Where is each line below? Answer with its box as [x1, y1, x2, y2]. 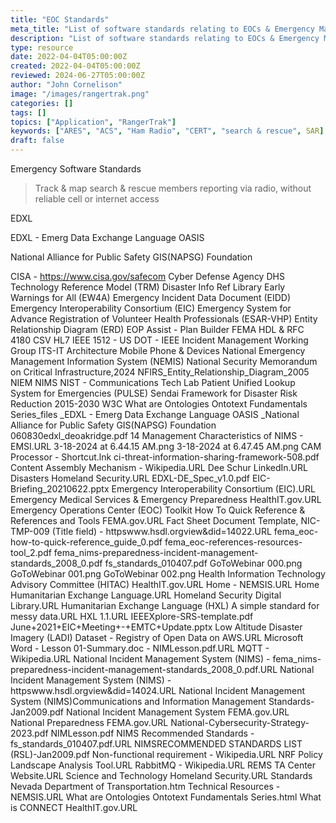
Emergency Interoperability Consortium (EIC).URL [111, 483, 316, 495]
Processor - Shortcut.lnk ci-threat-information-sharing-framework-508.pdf [10, 451, 320, 463]
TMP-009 [10, 526, 50, 537]
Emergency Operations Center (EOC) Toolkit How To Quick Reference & [10, 504, 306, 516]
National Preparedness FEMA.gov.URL [10, 717, 169, 728]
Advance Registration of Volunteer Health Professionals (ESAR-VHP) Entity [10, 313, 318, 325]
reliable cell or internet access [34, 193, 160, 205]
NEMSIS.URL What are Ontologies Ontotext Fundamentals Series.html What [10, 791, 322, 803]
